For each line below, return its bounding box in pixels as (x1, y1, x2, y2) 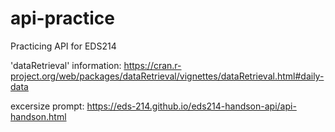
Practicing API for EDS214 (10, 40, 117, 52)
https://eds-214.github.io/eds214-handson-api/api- (86, 100, 297, 112)
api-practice (10, 7, 115, 30)
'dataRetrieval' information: (10, 59, 122, 71)
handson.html (10, 110, 67, 122)
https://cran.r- (123, 59, 182, 71)
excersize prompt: (10, 100, 85, 112)
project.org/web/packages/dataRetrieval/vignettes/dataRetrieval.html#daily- (10, 70, 325, 82)
